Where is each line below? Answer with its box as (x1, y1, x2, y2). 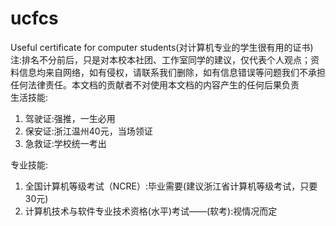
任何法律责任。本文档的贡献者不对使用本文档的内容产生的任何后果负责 (10, 78, 300, 91)
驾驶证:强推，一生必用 (24, 112, 116, 124)
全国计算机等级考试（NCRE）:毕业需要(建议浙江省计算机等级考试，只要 (24, 180, 318, 192)
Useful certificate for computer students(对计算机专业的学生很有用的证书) (10, 41, 314, 53)
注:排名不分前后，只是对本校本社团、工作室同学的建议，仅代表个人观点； (10, 53, 312, 66)
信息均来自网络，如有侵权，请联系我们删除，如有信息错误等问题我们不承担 (18, 66, 326, 78)
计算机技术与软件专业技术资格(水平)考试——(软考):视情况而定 (24, 205, 278, 217)
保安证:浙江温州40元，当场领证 (24, 125, 153, 137)
